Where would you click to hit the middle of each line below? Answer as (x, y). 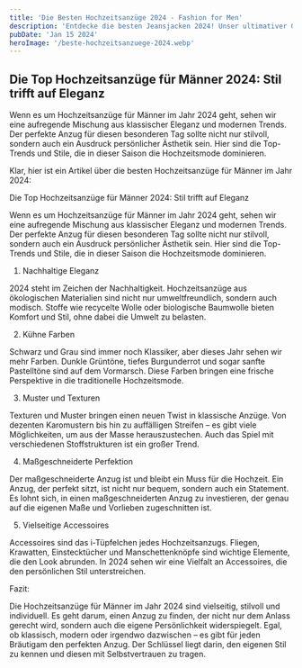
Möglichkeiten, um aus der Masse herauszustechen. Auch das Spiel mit (142, 435)
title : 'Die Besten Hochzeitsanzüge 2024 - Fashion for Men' (126, 18)
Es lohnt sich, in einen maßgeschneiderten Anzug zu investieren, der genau (149, 498)
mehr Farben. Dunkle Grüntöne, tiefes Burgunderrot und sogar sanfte (138, 362)
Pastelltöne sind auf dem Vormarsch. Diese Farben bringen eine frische (142, 371)
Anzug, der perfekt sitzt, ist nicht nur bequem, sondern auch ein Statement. (149, 489)
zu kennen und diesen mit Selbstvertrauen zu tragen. (108, 654)
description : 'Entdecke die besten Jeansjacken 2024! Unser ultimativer (148, 26)
